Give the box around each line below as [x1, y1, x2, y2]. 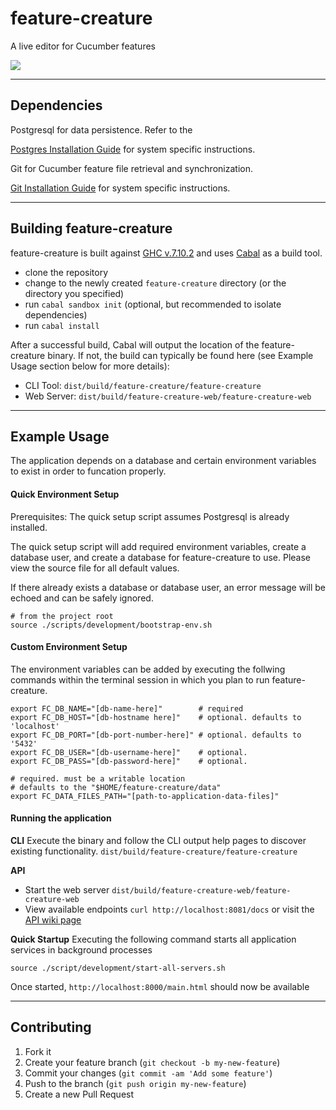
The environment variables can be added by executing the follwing [10, 663, 286, 675]
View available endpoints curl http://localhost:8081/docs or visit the [24, 903, 315, 915]
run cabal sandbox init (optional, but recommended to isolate [24, 298, 282, 310]
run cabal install [24, 319, 100, 331]
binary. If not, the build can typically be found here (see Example [47, 349, 314, 361]
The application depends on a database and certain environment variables [10, 455, 317, 467]
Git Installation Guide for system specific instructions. [10, 182, 231, 194]
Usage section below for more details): [10, 360, 170, 372]
